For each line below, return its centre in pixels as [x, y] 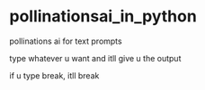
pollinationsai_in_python [103, 16]
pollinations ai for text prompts [66, 41]
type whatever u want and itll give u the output [95, 58]
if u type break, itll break [54, 75]
